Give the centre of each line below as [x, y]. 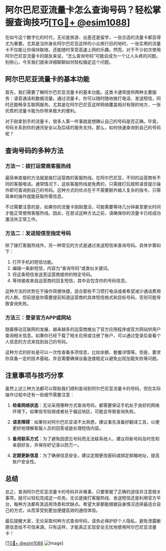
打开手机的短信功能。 [34, 262]
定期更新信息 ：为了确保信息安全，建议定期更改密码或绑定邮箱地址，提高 [86, 455]
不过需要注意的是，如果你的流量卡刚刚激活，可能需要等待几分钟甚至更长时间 [83, 207]
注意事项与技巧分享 [34, 376]
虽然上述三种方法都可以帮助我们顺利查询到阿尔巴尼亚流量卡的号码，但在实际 [83, 388]
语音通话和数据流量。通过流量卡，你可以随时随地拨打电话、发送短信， [85, 98]
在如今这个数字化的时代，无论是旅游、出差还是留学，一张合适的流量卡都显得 [83, 37]
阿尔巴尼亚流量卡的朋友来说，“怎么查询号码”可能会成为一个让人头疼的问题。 [83, 56]
